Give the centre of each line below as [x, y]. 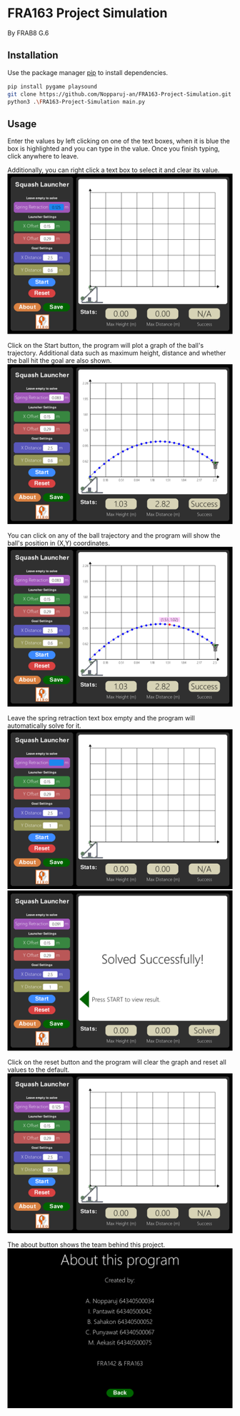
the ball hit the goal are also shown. [60, 360]
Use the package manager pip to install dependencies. [88, 72]
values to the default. [39, 1070]
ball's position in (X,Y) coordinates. [59, 543]
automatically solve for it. [45, 725]
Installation [33, 55]
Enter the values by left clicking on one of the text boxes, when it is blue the [119, 141]
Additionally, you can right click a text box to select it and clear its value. [114, 170]
